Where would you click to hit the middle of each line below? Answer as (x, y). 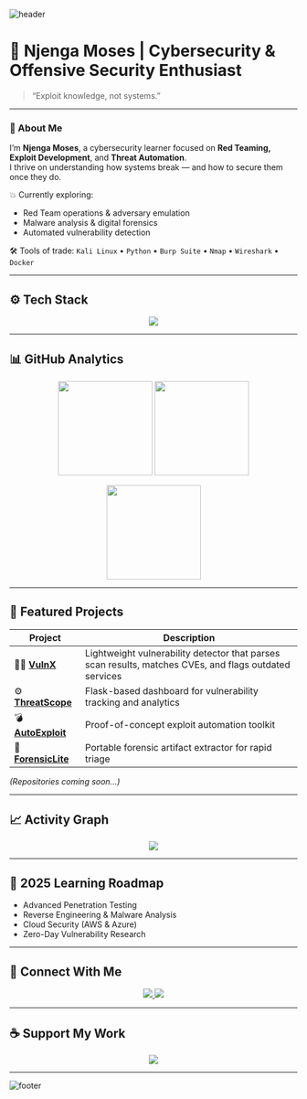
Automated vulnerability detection (86, 232)
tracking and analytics (132, 702)
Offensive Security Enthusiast (126, 71)
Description (189, 637)
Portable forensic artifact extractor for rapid (179, 747)
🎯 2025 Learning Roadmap (87, 883)
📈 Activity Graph (59, 820)
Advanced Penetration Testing (79, 905)
